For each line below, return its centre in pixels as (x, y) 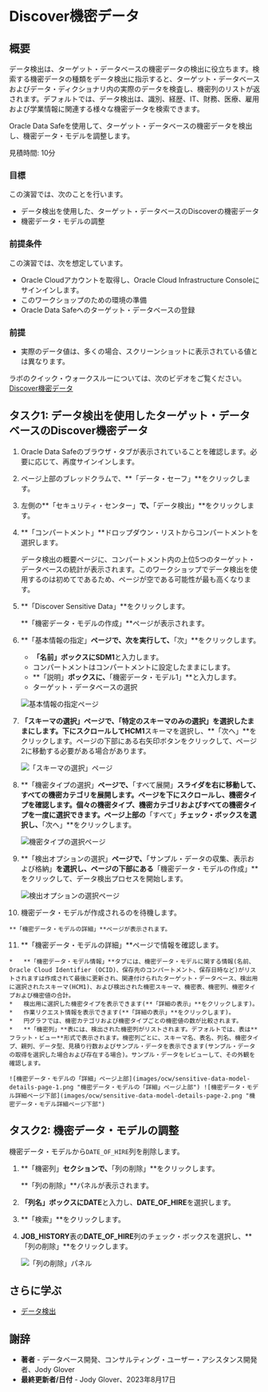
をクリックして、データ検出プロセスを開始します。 (104, 878)
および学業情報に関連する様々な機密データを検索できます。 (106, 109)
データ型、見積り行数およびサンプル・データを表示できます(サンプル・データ (147, 1046)
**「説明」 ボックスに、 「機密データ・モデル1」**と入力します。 (137, 677)
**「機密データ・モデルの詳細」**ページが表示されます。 (90, 929)
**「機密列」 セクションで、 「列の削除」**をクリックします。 (120, 1168)
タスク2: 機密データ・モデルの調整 (94, 1131)
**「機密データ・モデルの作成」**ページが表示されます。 (115, 623)
